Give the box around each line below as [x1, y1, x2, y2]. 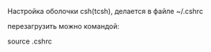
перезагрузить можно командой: [7, 22, 120, 30]
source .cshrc [7, 36, 52, 46]
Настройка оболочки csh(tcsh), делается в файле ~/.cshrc [7, 7, 203, 16]
